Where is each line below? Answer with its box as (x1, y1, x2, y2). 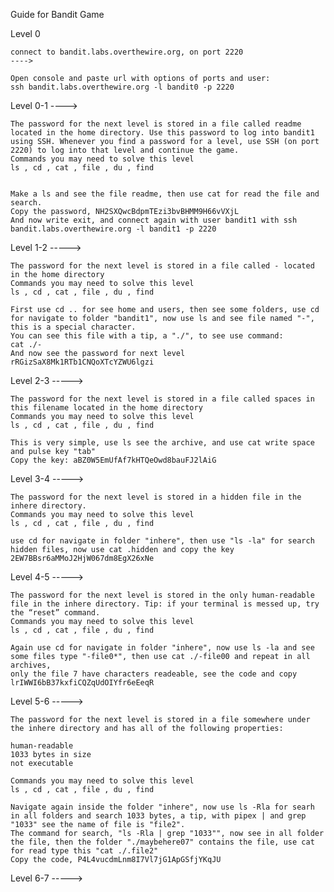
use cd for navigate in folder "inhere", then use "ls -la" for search (10, 536, 315, 546)
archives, (10, 660, 52, 670)
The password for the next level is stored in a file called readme (10, 119, 302, 129)
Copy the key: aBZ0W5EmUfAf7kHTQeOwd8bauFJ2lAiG (10, 455, 217, 465)
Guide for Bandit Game (10, 9, 105, 20)
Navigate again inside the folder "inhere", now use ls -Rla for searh (10, 802, 315, 812)
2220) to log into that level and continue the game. (10, 145, 240, 155)
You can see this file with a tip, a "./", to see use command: (10, 331, 284, 341)
